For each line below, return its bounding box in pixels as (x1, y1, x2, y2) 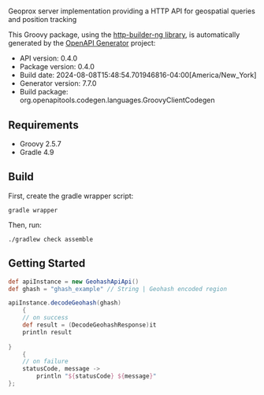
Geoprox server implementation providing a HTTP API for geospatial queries (8, 6, 256, 16)
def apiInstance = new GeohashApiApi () (8, 278, 139, 286)
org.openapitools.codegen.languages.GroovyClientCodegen (19, 95, 215, 105)
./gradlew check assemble (8, 235, 93, 243)
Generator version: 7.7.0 (19, 79, 97, 88)
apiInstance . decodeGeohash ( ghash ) (8, 299, 122, 307)
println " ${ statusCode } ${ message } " (36, 372, 157, 380)
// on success (22, 314, 69, 322)
